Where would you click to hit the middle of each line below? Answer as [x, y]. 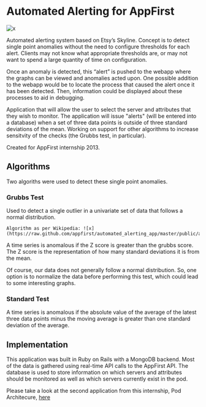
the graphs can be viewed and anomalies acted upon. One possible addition [102, 78]
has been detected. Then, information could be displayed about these [94, 91]
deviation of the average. [38, 325]
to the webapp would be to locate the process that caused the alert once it [101, 85]
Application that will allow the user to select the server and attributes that [99, 109]
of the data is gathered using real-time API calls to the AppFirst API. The [97, 366]
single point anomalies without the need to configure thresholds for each [98, 47]
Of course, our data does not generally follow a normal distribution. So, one [101, 270]
